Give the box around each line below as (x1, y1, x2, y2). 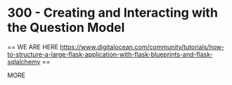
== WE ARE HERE (7, 42, 58, 51)
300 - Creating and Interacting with (7, 5, 218, 21)
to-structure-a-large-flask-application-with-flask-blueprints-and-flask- (7, 50, 213, 59)
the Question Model (7, 20, 125, 36)
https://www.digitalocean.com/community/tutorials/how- (59, 42, 225, 51)
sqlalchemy (7, 57, 41, 65)
